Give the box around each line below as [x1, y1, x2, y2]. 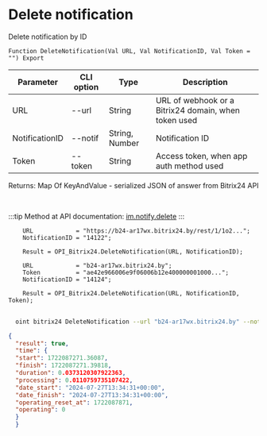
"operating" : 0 [15, 406, 66, 414]
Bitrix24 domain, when [155, 105, 240, 116]
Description [182, 76, 228, 87]
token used [155, 114, 198, 125]
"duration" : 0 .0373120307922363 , [15, 369, 126, 377]
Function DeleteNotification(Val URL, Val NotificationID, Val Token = [8, 47, 250, 55]
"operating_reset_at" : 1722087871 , [15, 399, 133, 407]
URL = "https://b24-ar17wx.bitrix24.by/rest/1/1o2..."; [22, 226, 250, 235]
